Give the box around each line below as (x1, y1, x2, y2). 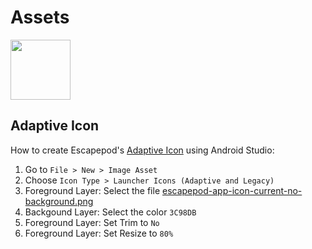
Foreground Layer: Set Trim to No (24, 216, 160, 228)
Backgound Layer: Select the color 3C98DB (24, 206, 197, 218)
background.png (24, 195, 94, 207)
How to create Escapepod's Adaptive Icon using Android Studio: (10, 144, 275, 156)
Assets (10, 6, 70, 29)
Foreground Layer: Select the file (24, 184, 161, 196)
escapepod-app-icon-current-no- (161, 184, 303, 196)
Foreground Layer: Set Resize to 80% (24, 227, 174, 239)
